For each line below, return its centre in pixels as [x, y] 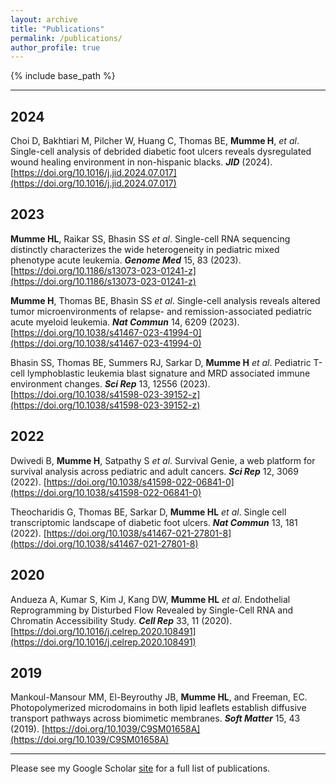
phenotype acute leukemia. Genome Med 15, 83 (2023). [126, 260]
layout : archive [44, 19]
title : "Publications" [57, 29]
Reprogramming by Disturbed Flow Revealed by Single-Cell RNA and [151, 610]
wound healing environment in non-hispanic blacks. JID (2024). [141, 162]
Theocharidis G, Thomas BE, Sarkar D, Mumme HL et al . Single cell [148, 512]
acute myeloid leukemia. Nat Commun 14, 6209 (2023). [125, 322]
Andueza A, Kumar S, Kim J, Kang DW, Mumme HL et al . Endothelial [150, 599]
